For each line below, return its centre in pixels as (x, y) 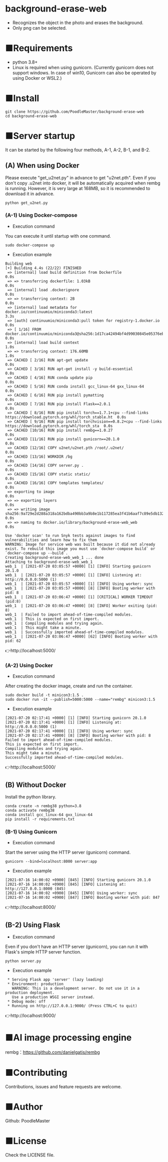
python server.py (23, 961)
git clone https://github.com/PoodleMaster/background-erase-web (74, 112)
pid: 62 (13, 641)
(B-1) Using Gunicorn (31, 832)
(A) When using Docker (42, 166)
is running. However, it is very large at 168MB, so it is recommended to (78, 188)
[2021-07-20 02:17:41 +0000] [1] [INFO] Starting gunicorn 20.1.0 (76, 718)
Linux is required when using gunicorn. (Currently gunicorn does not (83, 67)
